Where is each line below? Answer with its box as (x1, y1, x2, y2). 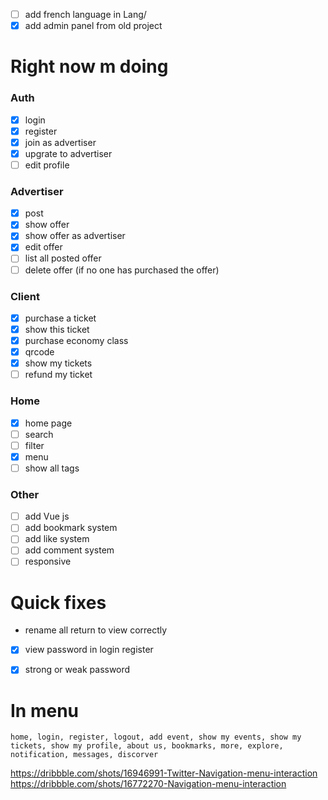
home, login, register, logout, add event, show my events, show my (10, 732, 302, 743)
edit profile (24, 159, 70, 171)
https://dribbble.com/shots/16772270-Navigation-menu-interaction (10, 778, 287, 790)
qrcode (24, 346, 55, 358)
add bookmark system (24, 522, 118, 534)
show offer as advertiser (24, 230, 126, 242)
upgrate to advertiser (24, 147, 113, 159)
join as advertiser (24, 136, 97, 148)
